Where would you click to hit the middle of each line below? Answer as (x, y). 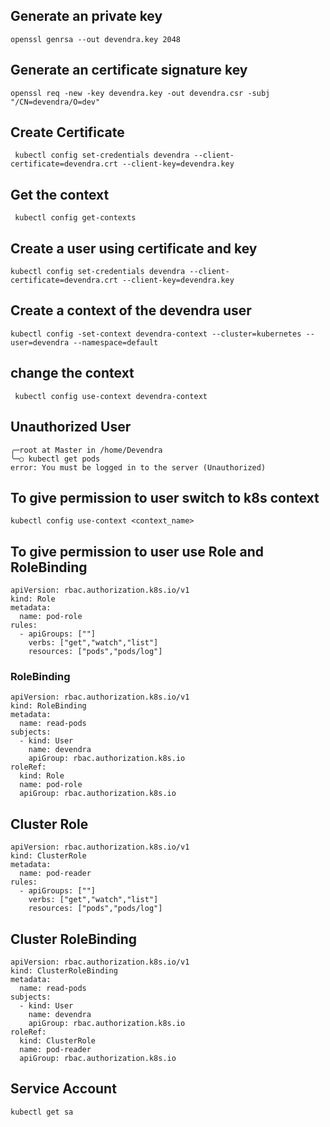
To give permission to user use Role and (137, 551)
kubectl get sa (42, 1112)
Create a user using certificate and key (134, 248)
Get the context (60, 194)
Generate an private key (86, 16)
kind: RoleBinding (48, 706)
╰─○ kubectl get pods (55, 459)
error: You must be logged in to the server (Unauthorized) (138, 467)
